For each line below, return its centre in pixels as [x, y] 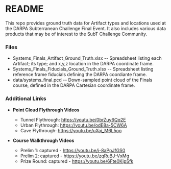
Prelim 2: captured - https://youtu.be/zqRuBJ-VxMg [75, 156]
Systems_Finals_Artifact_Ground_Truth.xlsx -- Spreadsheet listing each [87, 58]
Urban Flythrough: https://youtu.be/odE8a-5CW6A [74, 125]
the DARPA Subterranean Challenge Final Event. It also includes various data [86, 28]
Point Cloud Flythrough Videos [46, 110]
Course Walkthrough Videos [43, 140]
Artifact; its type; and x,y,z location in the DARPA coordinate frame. [83, 64]
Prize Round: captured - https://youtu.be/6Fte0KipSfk [77, 161]
